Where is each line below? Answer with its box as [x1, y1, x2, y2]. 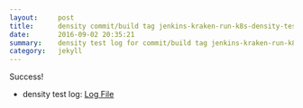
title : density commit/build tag [9, 22, 155, 31]
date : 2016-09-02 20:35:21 [9, 30, 135, 39]
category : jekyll [9, 47, 83, 56]
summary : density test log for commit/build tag [9, 38, 207, 48]
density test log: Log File [22, 89, 115, 100]
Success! [9, 71, 44, 82]
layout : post [9, 13, 75, 22]
